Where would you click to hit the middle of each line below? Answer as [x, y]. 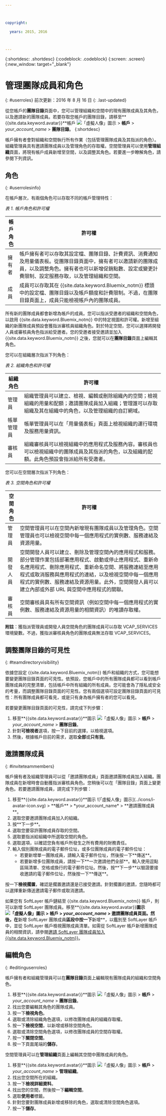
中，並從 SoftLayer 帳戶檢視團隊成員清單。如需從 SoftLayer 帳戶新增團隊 [79, 926]
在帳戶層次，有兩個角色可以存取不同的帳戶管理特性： [59, 198]
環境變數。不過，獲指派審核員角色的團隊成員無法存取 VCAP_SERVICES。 [79, 633]
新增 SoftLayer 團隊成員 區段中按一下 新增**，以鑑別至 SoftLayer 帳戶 [88, 919]
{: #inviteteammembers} [30, 766]
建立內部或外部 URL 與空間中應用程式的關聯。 [73, 589]
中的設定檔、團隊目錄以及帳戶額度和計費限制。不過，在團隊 [89, 293]
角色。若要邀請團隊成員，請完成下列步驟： [48, 789]
